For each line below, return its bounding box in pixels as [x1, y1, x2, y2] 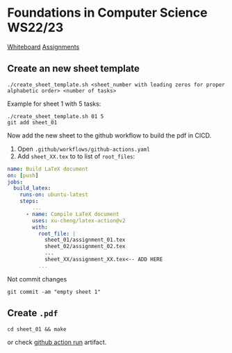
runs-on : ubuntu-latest [19, 191, 89, 199]
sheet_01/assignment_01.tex [44, 236, 126, 244]
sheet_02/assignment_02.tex [44, 243, 126, 250]
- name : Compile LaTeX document [25, 211, 119, 217]
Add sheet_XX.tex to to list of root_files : [17, 151, 135, 161]
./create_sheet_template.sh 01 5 [7, 113, 104, 120]
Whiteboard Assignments [7, 42, 80, 51]
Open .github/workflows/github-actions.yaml [17, 145, 151, 153]
